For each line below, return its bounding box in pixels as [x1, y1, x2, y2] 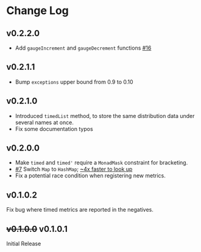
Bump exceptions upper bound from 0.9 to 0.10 [15, 78, 133, 86]
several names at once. [15, 119, 74, 126]
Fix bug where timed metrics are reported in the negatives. [6, 206, 154, 213]
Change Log [6, 4, 69, 18]
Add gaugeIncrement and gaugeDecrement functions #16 [15, 44, 152, 51]
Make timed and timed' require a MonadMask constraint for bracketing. [15, 159, 188, 166]
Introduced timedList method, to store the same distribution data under [15, 112, 195, 119]
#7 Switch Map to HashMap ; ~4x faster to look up [15, 166, 133, 173]
